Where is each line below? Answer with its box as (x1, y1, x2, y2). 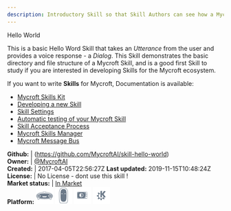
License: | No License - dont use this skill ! (7, 172, 129, 180)
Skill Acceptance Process (16, 122, 90, 130)
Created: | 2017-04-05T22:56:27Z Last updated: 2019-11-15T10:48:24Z (7, 164, 212, 173)
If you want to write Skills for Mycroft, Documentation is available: (7, 79, 194, 87)
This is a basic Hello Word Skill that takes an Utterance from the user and (7, 44, 214, 52)
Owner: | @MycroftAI (7, 157, 68, 165)
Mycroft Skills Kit (16, 93, 65, 101)
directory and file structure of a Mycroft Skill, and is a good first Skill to (7, 58, 208, 67)
